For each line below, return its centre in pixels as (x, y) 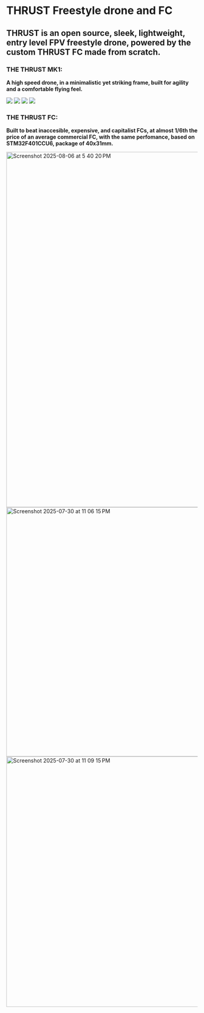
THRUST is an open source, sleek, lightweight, (96, 33)
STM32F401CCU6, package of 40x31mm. (60, 143)
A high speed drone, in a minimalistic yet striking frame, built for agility (98, 82)
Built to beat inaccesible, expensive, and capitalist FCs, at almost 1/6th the (102, 131)
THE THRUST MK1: (34, 69)
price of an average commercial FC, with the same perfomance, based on (101, 137)
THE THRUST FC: (32, 117)
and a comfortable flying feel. (45, 89)
